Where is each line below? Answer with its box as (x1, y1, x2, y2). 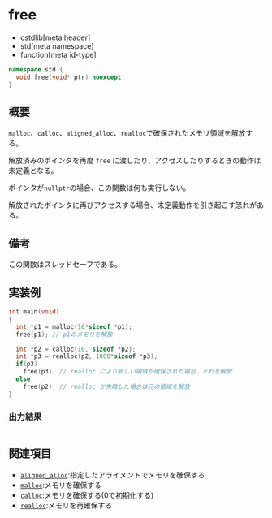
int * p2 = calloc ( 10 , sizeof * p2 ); (15, 345, 136, 353)
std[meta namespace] (19, 41, 94, 50)
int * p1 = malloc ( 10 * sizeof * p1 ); (15, 322, 132, 330)
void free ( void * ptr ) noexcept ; (15, 73, 126, 81)
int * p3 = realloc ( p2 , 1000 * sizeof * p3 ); (15, 352, 158, 360)
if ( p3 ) (15, 360, 38, 369)
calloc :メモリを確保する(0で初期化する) (19, 490, 154, 500)
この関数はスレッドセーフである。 (8, 260, 123, 270)
